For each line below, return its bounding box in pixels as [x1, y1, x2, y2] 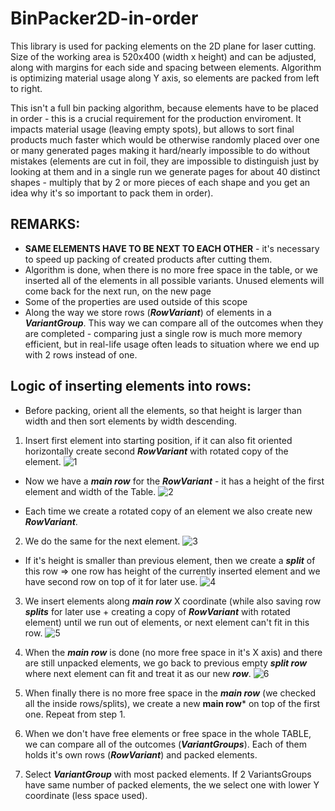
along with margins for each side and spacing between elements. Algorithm [10, 61, 322, 73]
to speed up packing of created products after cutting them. [24, 253, 273, 265]
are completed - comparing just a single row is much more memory [24, 327, 303, 339]
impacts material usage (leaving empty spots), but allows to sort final [10, 123, 295, 135]
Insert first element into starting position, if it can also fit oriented [24, 434, 293, 446]
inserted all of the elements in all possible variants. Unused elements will [24, 274, 325, 286]
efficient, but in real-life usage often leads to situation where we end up [24, 338, 320, 350]
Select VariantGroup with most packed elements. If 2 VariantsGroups [24, 768, 312, 780]
